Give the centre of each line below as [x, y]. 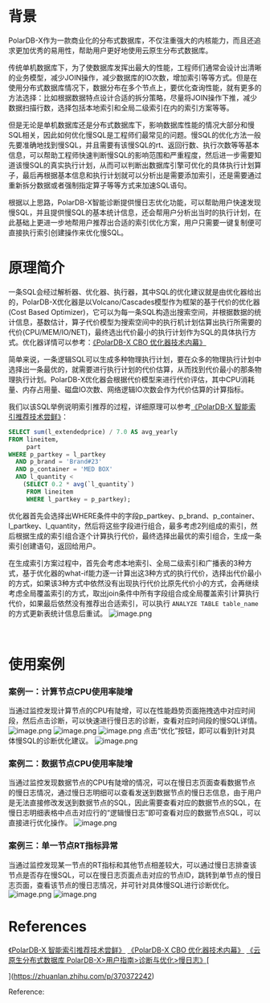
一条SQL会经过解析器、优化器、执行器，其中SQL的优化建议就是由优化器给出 [135, 291]
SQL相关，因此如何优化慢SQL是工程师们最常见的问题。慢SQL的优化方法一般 [135, 134]
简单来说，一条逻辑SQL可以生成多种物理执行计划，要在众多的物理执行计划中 [135, 359]
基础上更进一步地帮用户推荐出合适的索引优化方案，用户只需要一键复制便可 [138, 222]
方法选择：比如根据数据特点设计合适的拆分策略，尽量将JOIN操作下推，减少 [133, 97]
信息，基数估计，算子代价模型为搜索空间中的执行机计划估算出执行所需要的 [138, 322]
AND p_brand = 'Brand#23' [59, 462]
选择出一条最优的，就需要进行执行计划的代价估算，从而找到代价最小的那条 [131, 369]
